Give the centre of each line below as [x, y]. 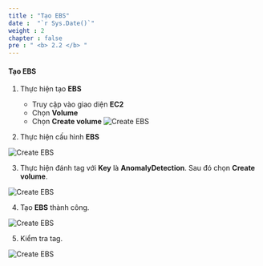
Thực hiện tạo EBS [51, 89]
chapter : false [35, 38]
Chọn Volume [55, 113]
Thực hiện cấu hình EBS [60, 137]
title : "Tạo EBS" [39, 16]
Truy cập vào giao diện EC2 [78, 104]
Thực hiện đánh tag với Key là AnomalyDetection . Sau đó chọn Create [137, 168]
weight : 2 [26, 30]
